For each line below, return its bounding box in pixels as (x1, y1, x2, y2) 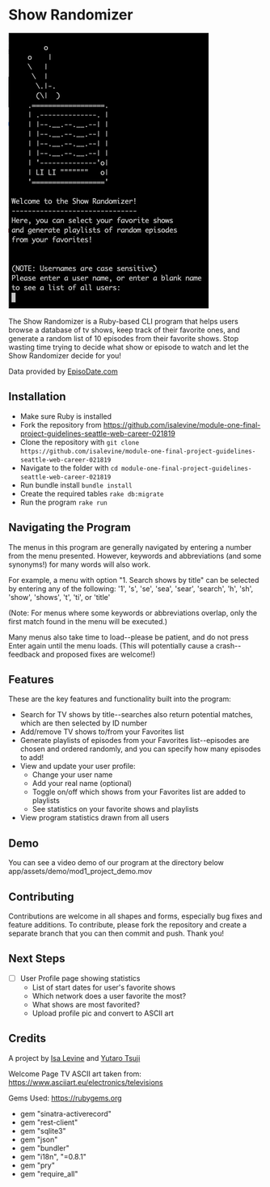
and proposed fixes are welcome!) (41, 649, 156, 659)
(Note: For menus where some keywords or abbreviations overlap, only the (8, 608, 257, 618)
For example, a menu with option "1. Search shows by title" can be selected (8, 575, 259, 585)
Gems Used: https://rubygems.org (8, 1093, 123, 1103)
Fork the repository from (19, 420, 102, 429)
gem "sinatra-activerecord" (19, 1109, 112, 1118)
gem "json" (19, 1134, 58, 1144)
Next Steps (8, 952, 65, 965)
